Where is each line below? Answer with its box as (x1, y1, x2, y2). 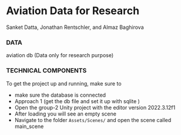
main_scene (14, 123, 44, 130)
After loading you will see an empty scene (14, 110, 116, 117)
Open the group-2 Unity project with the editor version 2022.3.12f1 (14, 104, 176, 111)
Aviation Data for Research (6, 4, 140, 18)
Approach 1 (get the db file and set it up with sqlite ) (14, 97, 140, 104)
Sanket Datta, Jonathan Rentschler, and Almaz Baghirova (6, 24, 144, 31)
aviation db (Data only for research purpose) (6, 52, 114, 59)
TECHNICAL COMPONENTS (6, 67, 87, 75)
